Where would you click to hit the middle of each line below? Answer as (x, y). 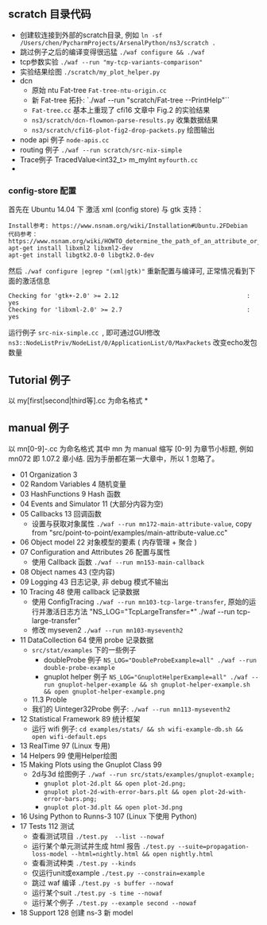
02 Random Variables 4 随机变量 (73, 484)
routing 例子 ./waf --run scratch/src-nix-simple (101, 149)
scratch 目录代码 (50, 14)
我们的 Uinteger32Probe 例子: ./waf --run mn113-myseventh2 (131, 709)
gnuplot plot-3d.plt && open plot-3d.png (113, 807)
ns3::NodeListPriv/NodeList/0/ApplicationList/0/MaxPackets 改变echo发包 (133, 343)
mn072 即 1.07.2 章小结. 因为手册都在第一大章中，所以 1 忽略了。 (114, 459)
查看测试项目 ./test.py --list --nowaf (98, 836)
